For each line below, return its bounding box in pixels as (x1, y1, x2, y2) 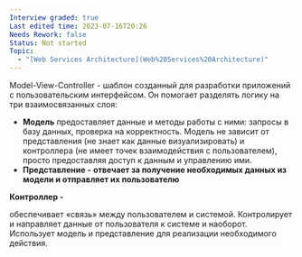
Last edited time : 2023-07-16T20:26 (9, 22, 147, 31)
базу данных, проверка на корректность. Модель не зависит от (22, 126, 269, 136)
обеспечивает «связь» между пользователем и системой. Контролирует (9, 209, 293, 219)
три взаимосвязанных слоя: (9, 99, 118, 109)
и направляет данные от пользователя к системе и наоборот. (9, 218, 248, 229)
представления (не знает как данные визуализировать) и (22, 136, 245, 146)
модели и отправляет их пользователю (22, 174, 180, 185)
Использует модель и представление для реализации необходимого (9, 228, 278, 239)
